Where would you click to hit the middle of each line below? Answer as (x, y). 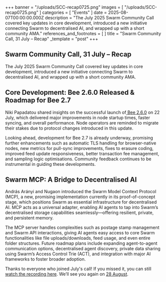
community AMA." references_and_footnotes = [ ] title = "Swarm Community (83, 34)
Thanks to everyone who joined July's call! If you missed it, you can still (78, 269)
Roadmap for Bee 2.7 (38, 101)
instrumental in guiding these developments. (50, 164)
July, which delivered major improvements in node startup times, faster (78, 117)
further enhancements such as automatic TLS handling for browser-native (81, 143)
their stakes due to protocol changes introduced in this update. (69, 128)
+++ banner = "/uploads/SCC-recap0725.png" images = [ (64, 7)
